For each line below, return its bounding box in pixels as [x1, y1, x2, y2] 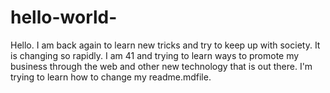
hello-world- [10, 6, 118, 29]
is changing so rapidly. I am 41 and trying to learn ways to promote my [10, 49, 300, 61]
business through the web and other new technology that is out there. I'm [10, 60, 313, 72]
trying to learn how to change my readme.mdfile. [10, 71, 212, 83]
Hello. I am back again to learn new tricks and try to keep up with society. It [10, 39, 321, 51]
